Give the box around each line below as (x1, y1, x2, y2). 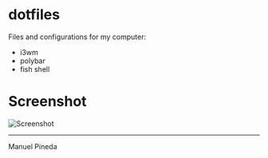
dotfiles (8, 6, 61, 24)
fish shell (19, 64, 50, 73)
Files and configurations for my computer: (8, 32, 147, 41)
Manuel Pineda (8, 141, 57, 151)
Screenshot (8, 93, 87, 111)
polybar (19, 56, 45, 65)
